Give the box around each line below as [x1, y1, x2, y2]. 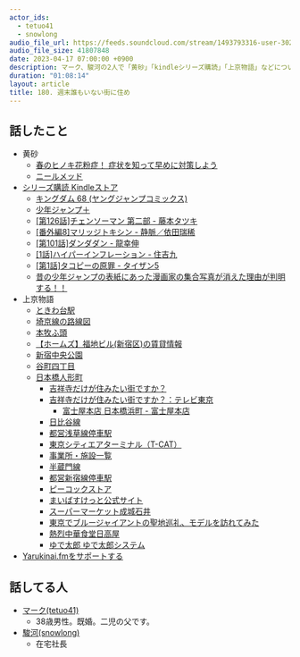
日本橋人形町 [35, 372, 83, 383]
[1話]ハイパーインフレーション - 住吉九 [35, 249, 178, 260]
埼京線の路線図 [35, 316, 91, 327]
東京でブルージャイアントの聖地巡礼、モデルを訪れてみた [48, 518, 260, 528]
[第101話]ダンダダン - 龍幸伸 [35, 238, 140, 248]
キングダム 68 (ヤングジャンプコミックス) [35, 193, 188, 204]
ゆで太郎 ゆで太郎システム [48, 540, 146, 551]
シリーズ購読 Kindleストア [21, 182, 119, 193]
